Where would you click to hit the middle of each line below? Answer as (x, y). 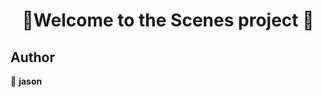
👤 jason (26, 81)
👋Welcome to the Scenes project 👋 (168, 20)
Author (32, 57)
